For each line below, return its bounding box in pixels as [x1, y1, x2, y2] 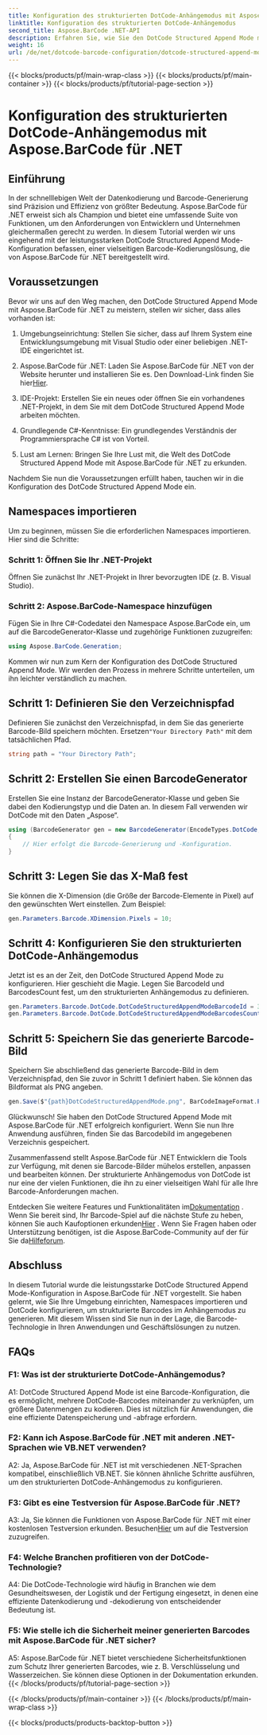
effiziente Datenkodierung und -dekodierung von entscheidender [8, 1597, 222, 1606]
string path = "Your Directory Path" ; [8, 750, 137, 758]
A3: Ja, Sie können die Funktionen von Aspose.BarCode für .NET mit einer [8, 1516, 251, 1525]
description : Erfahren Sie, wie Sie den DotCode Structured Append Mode [8, 33, 254, 42]
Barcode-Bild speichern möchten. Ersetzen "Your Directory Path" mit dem [8, 726, 253, 736]
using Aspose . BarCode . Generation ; [8, 642, 123, 650]
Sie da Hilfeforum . [8, 1236, 66, 1245]
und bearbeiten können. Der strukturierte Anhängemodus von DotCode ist [8, 1170, 251, 1179]
